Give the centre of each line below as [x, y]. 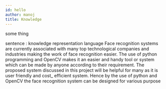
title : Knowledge [24, 19]
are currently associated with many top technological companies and [77, 49]
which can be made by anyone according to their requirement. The [75, 65]
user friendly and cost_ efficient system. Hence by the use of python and [81, 76]
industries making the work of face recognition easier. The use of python [81, 54]
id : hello [16, 10]
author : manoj [20, 15]
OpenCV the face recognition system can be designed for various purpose [83, 81]
